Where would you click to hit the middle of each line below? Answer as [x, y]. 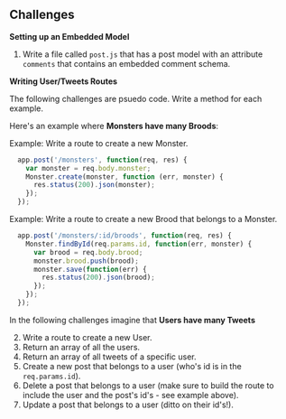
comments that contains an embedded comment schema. [126, 63]
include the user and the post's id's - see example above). [130, 395]
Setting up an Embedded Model [69, 36]
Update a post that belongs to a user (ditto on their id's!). [128, 405]
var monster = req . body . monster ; [88, 168]
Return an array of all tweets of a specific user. [109, 357]
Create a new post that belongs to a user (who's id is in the [132, 366]
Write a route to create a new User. [87, 337]
